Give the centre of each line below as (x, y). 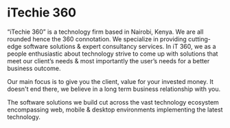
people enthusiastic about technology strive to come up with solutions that (113, 54)
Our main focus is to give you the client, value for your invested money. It (111, 81)
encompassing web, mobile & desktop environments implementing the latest (115, 109)
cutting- (199, 39)
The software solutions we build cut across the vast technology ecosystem (113, 102)
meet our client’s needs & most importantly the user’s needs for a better (108, 61)
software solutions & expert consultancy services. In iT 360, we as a (119, 46)
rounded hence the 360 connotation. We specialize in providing (97, 39)
